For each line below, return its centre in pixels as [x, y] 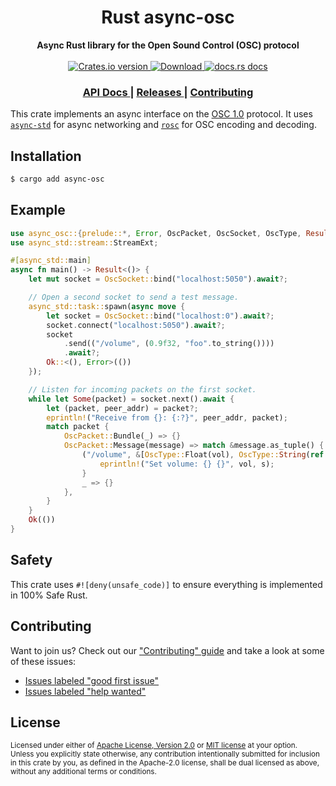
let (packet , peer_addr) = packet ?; [122, 408]
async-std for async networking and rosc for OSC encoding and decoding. [163, 125]
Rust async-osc [168, 17]
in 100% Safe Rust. [49, 595]
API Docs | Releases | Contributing [168, 92]
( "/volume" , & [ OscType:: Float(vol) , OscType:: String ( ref [203, 455]
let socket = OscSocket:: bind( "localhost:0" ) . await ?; [160, 316]
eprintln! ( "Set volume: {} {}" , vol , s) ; [187, 464]
